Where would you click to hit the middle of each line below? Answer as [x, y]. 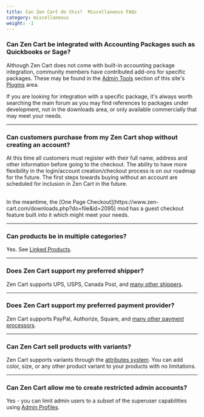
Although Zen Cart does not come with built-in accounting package [90, 65]
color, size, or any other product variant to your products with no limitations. [101, 366]
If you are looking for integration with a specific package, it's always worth [100, 96]
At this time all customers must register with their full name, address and [97, 158]
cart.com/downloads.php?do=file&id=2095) [61, 208]
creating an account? [38, 144]
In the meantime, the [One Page [46, 202]
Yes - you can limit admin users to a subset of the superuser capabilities [97, 401]
